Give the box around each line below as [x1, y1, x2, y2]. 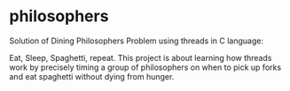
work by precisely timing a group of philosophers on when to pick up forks [9, 62, 282, 72]
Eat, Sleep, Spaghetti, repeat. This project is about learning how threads [9, 52, 272, 63]
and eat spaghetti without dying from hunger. [9, 71, 175, 81]
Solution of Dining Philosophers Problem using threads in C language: [9, 35, 264, 46]
